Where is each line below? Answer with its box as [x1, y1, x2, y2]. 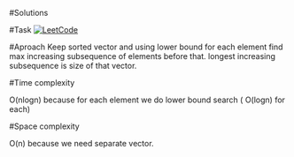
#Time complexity [9, 78, 75, 87]
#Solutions [9, 8, 49, 18]
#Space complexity [9, 121, 80, 131]
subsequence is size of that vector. [9, 61, 137, 71]
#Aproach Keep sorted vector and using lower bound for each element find [9, 41, 283, 52]
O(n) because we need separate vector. [9, 138, 154, 148]
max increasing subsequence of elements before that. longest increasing [9, 51, 276, 61]
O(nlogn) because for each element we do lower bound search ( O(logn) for [9, 94, 286, 105]
